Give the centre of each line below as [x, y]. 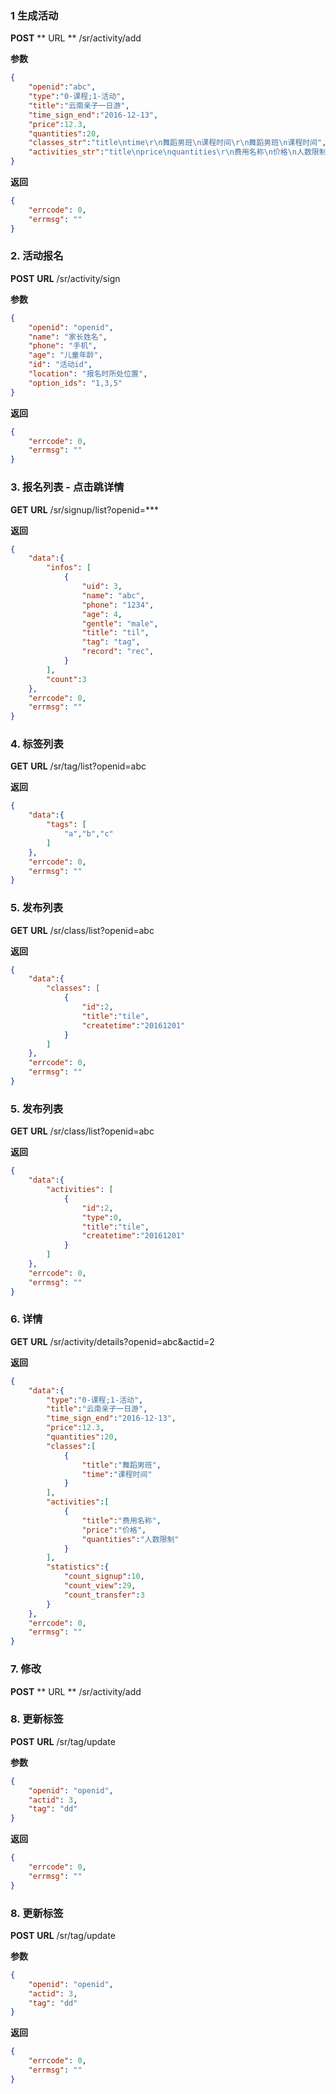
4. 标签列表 [37, 744]
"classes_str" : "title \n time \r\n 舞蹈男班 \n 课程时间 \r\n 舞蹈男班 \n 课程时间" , [177, 143]
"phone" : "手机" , [63, 346]
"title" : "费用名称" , [121, 1520]
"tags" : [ [66, 825]
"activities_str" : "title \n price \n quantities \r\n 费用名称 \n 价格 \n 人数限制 [177, 152]
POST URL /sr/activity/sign [65, 278]
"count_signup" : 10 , [104, 1577]
